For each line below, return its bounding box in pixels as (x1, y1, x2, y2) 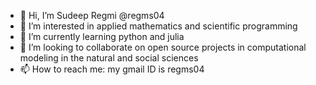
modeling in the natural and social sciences (19, 52, 199, 64)
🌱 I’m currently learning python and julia (19, 31, 185, 42)
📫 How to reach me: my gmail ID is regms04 (19, 63, 205, 75)
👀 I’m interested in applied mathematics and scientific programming (19, 20, 298, 32)
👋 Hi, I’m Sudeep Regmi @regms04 (19, 10, 165, 21)
